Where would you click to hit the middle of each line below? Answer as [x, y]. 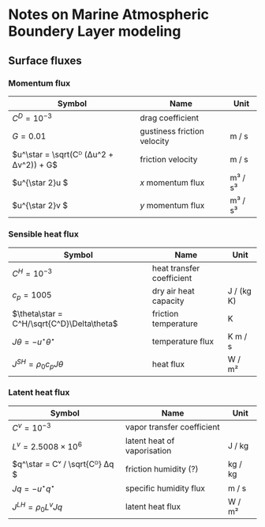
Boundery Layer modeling [95, 31]
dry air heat [173, 290]
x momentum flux [172, 183]
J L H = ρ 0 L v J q [37, 507]
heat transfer [176, 268]
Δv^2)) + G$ [35, 165]
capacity [168, 301]
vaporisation [148, 451]
